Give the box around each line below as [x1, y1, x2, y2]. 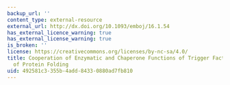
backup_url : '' [7, 10, 51, 17]
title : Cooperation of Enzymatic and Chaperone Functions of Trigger [7, 55, 210, 62]
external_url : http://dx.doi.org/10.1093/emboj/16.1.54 [7, 23, 170, 29]
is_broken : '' [7, 42, 48, 49]
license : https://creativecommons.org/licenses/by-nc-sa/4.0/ [7, 49, 188, 56]
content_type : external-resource [7, 16, 103, 23]
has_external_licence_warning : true [7, 29, 112, 36]
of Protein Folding [13, 61, 69, 68]
